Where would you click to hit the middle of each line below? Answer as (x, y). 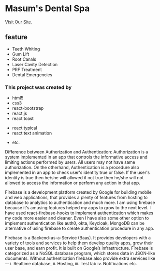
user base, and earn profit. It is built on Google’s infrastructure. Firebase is (79, 248)
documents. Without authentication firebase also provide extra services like (80, 258)
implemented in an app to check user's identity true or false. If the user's (77, 172)
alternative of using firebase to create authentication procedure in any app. (80, 228)
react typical (24, 128)
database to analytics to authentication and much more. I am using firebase (80, 203)
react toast (23, 119)
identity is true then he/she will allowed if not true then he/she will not (74, 178)
